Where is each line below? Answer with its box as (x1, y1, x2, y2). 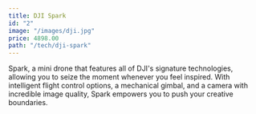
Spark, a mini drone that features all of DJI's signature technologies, (8, 63, 234, 73)
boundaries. (8, 98, 48, 108)
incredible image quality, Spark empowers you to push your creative (8, 89, 234, 99)
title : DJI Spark (8, 11, 67, 20)
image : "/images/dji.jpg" (8, 26, 95, 35)
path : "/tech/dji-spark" (8, 42, 91, 50)
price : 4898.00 (8, 34, 59, 43)
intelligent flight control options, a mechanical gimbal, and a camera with (8, 81, 249, 91)
